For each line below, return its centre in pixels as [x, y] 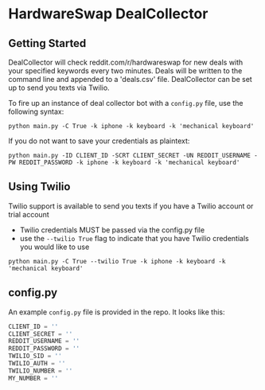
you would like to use [55, 247]
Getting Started [47, 43]
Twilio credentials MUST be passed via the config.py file [112, 230]
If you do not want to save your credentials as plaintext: [99, 141]
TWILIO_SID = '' [35, 356]
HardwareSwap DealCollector [108, 14]
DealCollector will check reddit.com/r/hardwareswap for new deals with [126, 62]
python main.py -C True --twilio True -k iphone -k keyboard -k [117, 261]
